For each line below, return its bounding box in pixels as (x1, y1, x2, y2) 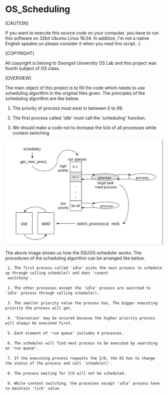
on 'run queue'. (5, 346, 39, 351)
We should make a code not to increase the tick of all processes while (12, 124, 156, 130)
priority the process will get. (5, 306, 72, 311)
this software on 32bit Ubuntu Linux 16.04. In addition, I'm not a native (5, 35, 149, 41)
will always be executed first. (5, 321, 72, 326)
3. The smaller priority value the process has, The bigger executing (7, 301, 157, 306)
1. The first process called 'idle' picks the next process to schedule (7, 266, 162, 271)
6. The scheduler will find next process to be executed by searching (7, 341, 157, 346)
